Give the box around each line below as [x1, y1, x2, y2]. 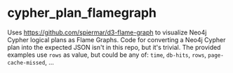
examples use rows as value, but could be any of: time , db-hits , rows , [7, 51, 207, 59]
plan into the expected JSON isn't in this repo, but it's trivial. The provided [7, 43, 221, 51]
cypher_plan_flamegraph [7, 5, 157, 21]
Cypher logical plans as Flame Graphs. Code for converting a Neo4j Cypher [7, 35, 226, 44]
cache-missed [7, 59, 46, 66]
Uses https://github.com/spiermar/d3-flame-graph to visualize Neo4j [7, 28, 207, 36]
